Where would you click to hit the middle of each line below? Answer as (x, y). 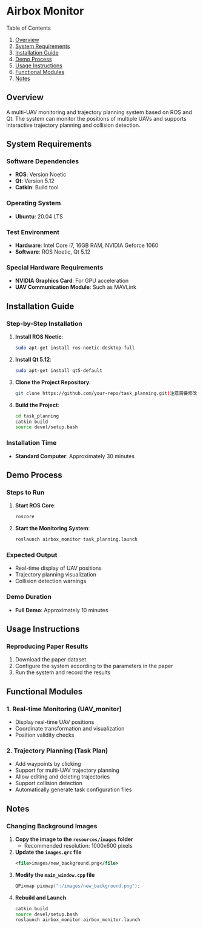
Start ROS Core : (35, 505)
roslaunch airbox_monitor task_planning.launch (76, 539)
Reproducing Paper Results (47, 646)
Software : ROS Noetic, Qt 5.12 (53, 252)
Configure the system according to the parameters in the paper (94, 666)
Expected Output (32, 555)
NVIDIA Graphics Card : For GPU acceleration (72, 281)
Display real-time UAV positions (55, 722)
